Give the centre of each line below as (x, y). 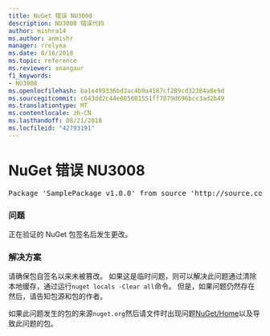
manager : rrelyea (37, 46)
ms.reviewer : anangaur (46, 68)
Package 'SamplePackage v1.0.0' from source (98, 193)
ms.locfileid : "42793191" (51, 128)
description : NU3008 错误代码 (56, 23)
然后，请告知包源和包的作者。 (57, 297)
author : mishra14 (37, 31)
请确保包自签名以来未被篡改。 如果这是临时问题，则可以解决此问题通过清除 (133, 276)
